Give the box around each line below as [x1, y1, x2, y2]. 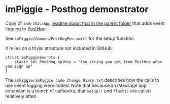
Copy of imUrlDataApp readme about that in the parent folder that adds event [5, 20, 165, 26]
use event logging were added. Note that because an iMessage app [5, 82, 147, 88]
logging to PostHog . [5, 25, 47, 31]
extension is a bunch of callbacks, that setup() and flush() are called [5, 87, 151, 94]
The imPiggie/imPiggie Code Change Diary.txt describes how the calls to [5, 77, 160, 83]
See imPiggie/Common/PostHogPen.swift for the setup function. [5, 35, 135, 41]
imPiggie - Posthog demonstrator [5, 4, 149, 15]
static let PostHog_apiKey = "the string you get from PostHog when [14, 59, 162, 64]
